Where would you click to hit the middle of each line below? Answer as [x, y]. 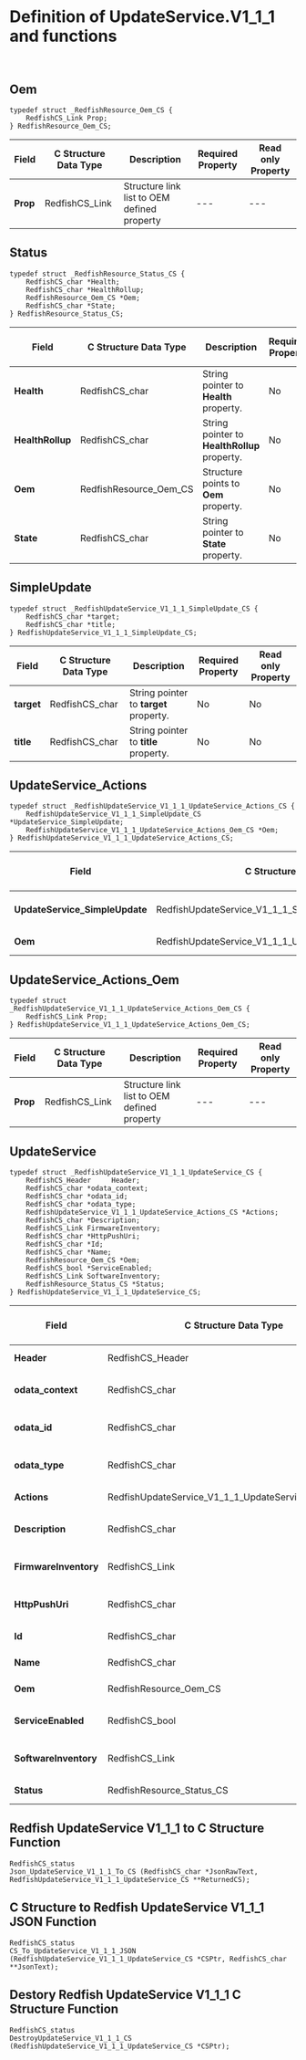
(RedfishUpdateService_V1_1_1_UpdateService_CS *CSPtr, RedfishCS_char [148, 1959]
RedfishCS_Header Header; [83, 1181]
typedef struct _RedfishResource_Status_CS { [97, 274]
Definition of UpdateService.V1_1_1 [143, 17]
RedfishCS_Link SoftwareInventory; [93, 1276]
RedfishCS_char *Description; [83, 1220]
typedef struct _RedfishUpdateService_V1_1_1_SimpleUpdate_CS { [134, 609]
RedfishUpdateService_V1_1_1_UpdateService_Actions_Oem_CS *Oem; [153, 831]
